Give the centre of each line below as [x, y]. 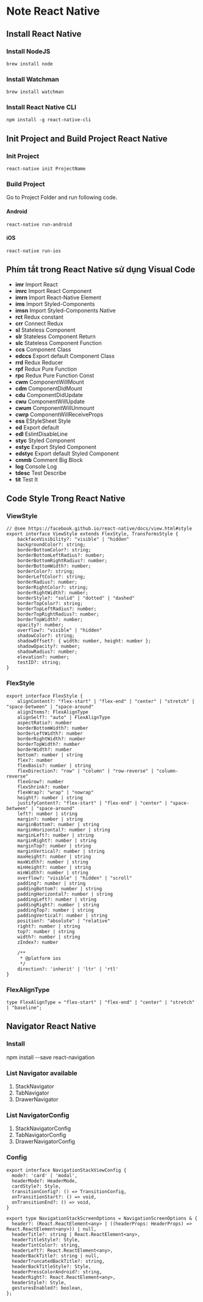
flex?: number [35, 760]
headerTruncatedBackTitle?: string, [58, 1261]
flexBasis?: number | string [54, 765]
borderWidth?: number [45, 750]
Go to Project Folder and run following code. [62, 198]
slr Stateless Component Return [55, 336]
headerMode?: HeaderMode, [45, 1181]
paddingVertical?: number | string [62, 915]
